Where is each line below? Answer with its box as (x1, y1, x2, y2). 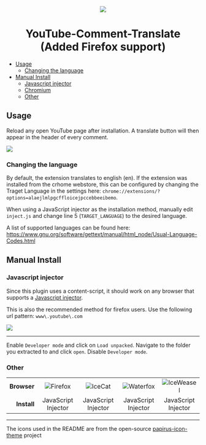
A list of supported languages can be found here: (6, 224, 131, 231)
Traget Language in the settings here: (6, 187, 101, 195)
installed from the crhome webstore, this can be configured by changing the (6, 181, 199, 188)
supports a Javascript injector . (6, 293, 83, 301)
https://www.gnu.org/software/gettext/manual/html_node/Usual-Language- (6, 231, 197, 238)
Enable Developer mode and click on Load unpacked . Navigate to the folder (6, 341, 191, 349)
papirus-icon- (152, 425, 188, 433)
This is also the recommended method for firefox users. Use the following (6, 306, 193, 313)
